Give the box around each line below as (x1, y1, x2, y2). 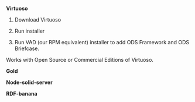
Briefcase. (14, 45, 40, 52)
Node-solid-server (6, 79, 53, 86)
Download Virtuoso (14, 16, 61, 23)
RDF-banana (6, 90, 37, 97)
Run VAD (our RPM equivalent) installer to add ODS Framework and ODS (14, 39, 190, 45)
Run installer (14, 27, 45, 34)
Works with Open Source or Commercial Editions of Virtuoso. (6, 57, 154, 63)
